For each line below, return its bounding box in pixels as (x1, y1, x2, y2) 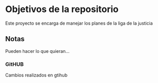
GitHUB (5, 60, 24, 67)
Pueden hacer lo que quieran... (5, 48, 70, 54)
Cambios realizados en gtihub (5, 72, 67, 78)
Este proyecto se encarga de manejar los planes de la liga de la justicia (5, 20, 153, 26)
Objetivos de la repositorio (5, 4, 119, 15)
